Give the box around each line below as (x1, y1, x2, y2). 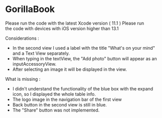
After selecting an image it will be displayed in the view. (12, 66, 127, 72)
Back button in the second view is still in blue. (12, 101, 107, 107)
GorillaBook (5, 4, 55, 15)
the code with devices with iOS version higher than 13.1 (5, 25, 119, 31)
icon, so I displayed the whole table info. (12, 91, 96, 97)
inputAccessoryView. (12, 61, 57, 67)
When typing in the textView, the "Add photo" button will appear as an (12, 55, 157, 61)
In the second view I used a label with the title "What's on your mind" (12, 45, 155, 51)
